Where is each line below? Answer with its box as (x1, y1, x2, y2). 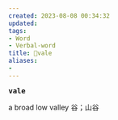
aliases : (8, 57, 38, 65)
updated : (8, 19, 38, 27)
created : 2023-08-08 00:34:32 (8, 11, 111, 20)
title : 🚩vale (8, 49, 53, 57)
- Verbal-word (8, 42, 57, 50)
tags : (8, 27, 27, 35)
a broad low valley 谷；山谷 (8, 102, 99, 112)
